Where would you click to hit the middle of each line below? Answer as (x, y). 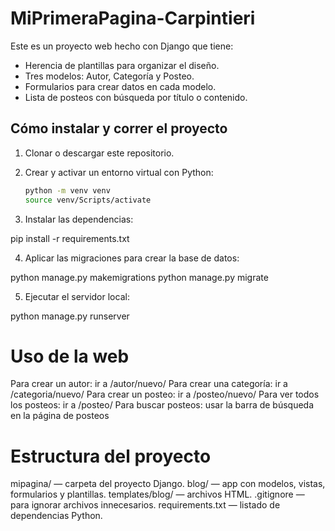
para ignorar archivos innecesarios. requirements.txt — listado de (145, 505)
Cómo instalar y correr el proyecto (119, 128)
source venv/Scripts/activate (88, 200)
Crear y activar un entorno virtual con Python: (119, 172)
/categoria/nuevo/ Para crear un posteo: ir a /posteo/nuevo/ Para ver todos (165, 394)
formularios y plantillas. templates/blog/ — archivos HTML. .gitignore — (157, 494)
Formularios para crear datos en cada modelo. (120, 86)
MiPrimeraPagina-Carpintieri (133, 18)
